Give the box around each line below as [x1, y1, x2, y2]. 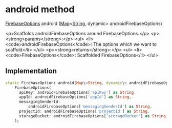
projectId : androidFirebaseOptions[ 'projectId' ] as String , [18, 109, 150, 114]
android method [5, 4, 75, 15]
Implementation [5, 67, 57, 75]
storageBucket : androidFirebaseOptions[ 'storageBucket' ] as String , [18, 113, 168, 118]
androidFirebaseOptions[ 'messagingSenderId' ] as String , [28, 104, 153, 109]
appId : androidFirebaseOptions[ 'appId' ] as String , [18, 94, 132, 100]
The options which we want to [93, 41, 157, 47]
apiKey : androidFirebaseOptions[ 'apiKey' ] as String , [18, 90, 137, 95]
